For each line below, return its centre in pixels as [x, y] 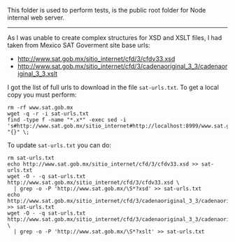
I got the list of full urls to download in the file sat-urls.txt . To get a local [113, 87]
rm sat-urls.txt [31, 158]
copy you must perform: [42, 95]
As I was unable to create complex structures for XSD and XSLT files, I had [115, 38]
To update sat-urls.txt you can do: [59, 145]
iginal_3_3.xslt [37, 74]
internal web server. [36, 18]
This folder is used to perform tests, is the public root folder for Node [107, 10]
